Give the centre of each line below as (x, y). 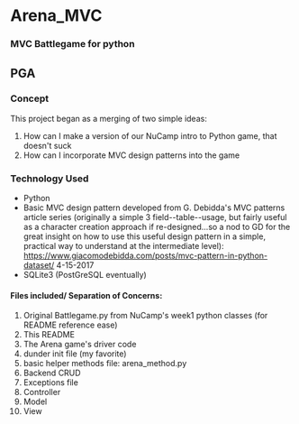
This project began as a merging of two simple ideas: (109, 118)
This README (49, 335)
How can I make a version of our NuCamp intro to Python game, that (150, 135)
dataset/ (39, 265)
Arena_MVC (56, 16)
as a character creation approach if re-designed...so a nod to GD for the (157, 227)
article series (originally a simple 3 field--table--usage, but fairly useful (155, 217)
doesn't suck (47, 145)
